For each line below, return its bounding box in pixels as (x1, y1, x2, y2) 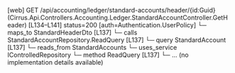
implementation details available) (7, 58, 104, 66)
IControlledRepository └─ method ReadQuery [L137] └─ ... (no (7, 51, 190, 59)
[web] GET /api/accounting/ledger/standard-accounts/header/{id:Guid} (7, 6, 217, 14)
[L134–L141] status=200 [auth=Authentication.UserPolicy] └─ (28, 21, 207, 29)
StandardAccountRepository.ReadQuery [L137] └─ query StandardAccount (7, 36, 226, 44)
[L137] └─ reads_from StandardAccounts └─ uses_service (7, 44, 177, 51)
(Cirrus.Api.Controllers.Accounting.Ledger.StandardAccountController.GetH (7, 13, 229, 22)
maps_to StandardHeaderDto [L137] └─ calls (7, 28, 138, 36)
